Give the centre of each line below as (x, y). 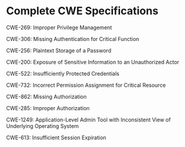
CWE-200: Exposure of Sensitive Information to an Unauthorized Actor (93, 62)
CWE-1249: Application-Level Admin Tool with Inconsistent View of (89, 120)
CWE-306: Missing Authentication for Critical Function (73, 39)
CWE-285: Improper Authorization (48, 108)
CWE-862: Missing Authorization (46, 96)
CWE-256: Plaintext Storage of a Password (59, 50)
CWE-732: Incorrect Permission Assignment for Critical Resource (86, 85)
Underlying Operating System (43, 126)
